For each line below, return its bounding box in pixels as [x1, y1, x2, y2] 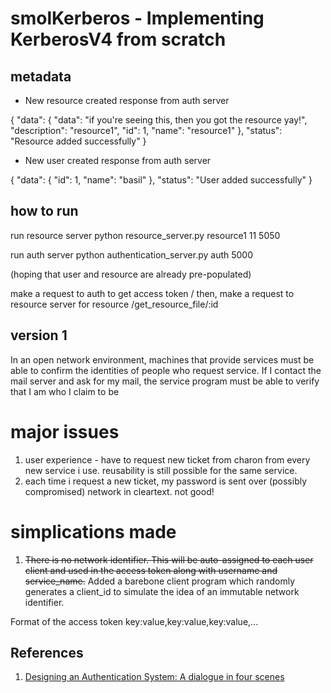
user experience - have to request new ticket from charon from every [24, 453, 311, 466]
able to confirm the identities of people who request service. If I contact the [10, 364, 322, 376]
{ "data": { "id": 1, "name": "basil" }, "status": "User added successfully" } [10, 174, 313, 186]
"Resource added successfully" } [10, 135, 147, 147]
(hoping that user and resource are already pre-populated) [10, 268, 252, 280]
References [10, 644, 84, 661]
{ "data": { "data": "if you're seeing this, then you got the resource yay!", [10, 114, 308, 126]
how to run [10, 203, 79, 220]
